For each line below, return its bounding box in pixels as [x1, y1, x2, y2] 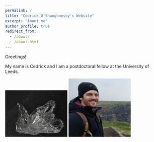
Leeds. [5, 69, 19, 74]
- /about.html [9, 40, 39, 45]
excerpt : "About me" [5, 18, 48, 23]
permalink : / [5, 8, 32, 13]
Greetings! [5, 54, 27, 60]
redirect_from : [5, 29, 37, 34]
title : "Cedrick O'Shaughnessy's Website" [5, 13, 94, 18]
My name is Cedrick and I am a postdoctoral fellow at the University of [5, 63, 150, 69]
